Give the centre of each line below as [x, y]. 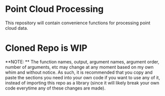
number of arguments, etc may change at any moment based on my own [79, 67]
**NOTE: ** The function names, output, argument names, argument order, [82, 62]
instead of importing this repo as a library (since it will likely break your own [82, 83]
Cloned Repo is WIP [46, 48]
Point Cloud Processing [55, 9]
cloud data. [17, 28]
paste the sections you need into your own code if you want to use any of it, [82, 77]
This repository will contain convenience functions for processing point [78, 23]
